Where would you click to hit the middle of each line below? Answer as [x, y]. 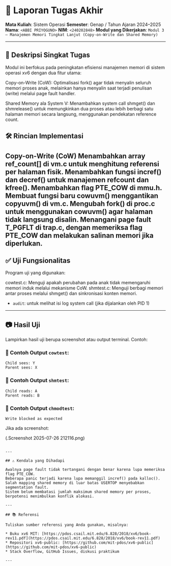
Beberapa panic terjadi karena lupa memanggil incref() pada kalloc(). [83, 479]
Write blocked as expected [34, 419]
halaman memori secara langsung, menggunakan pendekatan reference [81, 114]
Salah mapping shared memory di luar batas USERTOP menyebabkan [75, 483]
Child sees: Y [20, 363]
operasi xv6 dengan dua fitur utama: [44, 73]
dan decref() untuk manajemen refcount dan [77, 180]
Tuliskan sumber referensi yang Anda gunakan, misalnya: [67, 525]
